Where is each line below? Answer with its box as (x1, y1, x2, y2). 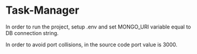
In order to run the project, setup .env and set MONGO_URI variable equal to (5, 23, 191, 30)
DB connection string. (5, 29, 59, 36)
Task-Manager (5, 4, 80, 17)
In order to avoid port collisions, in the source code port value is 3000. (5, 41, 177, 48)
